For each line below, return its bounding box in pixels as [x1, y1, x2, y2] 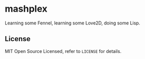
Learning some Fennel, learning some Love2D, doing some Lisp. [5, 20, 140, 26]
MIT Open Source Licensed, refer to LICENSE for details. [5, 48, 121, 54]
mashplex [5, 3, 48, 15]
